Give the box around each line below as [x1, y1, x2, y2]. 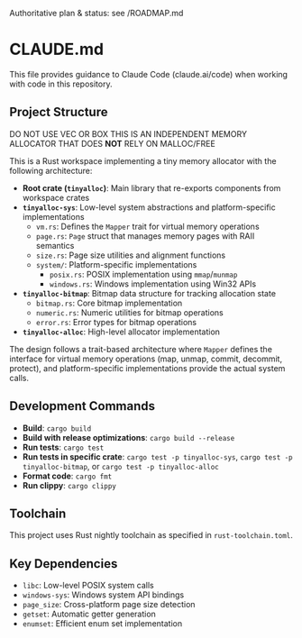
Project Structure [9, 105, 108, 120]
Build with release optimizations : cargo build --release [22, 432, 235, 442]
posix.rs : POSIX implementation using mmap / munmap [49, 269, 238, 279]
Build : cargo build [22, 423, 92, 433]
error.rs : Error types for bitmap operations [35, 316, 197, 327]
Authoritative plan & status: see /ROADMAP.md [9, 8, 184, 18]
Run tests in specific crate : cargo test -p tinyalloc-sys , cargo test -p [22, 451, 293, 462]
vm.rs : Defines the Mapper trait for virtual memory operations [35, 221, 260, 232]
